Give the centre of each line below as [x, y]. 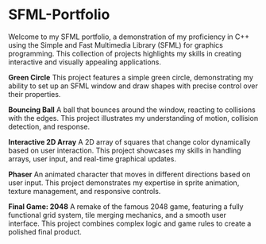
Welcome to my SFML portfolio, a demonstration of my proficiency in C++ [129, 37]
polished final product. [45, 231]
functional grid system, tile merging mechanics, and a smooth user [117, 215]
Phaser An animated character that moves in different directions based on [129, 174]
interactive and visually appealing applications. [85, 62]
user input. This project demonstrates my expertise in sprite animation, [124, 182]
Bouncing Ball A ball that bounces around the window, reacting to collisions [132, 110]
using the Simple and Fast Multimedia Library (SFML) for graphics [116, 45]
